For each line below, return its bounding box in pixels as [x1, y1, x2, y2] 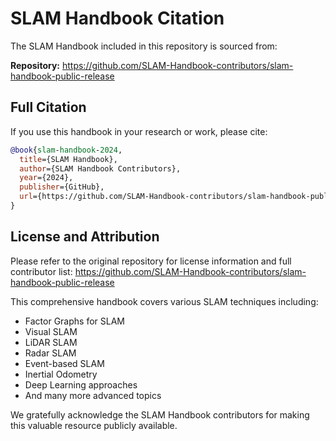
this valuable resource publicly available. [10, 419, 178, 431]
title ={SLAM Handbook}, [19, 154, 118, 164]
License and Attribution [10, 228, 160, 246]
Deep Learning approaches [24, 378, 138, 391]
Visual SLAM [24, 325, 78, 337]
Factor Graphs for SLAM [24, 315, 125, 327]
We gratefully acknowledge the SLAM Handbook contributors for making [10, 408, 310, 421]
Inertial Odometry [24, 368, 98, 380]
